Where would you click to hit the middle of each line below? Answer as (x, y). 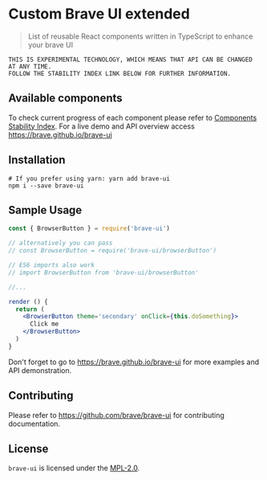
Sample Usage (45, 210)
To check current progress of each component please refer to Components (133, 117)
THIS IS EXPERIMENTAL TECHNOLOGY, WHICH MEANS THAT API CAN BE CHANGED (130, 59)
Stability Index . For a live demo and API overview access (101, 126)
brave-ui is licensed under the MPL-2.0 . (74, 468)
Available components (65, 98)
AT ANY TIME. (30, 66)
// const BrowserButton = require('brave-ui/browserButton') (113, 251)
